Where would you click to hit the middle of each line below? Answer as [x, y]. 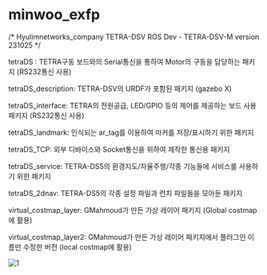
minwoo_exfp [54, 15]
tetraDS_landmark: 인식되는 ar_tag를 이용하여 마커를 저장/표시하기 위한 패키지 [131, 132]
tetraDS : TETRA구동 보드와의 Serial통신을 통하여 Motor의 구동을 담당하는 [125, 61]
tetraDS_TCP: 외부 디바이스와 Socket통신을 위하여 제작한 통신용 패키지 [119, 149]
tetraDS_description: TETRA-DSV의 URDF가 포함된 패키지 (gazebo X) [120, 88]
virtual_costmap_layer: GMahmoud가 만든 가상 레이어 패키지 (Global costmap [133, 210]
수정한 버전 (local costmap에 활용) [77, 247]
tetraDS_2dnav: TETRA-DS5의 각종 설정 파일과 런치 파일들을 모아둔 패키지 [126, 193]
